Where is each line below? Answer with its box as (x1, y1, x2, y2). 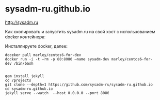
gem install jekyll (5, 73, 45, 78)
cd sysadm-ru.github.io (5, 86, 53, 91)
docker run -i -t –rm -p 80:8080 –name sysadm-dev (5, 57, 110, 61)
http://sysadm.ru (5, 19, 39, 25)
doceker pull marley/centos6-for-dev (5, 52, 81, 57)
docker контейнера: (5, 34, 46, 40)
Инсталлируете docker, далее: (5, 43, 68, 49)
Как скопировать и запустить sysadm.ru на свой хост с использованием (5, 29, 156, 34)
